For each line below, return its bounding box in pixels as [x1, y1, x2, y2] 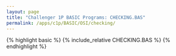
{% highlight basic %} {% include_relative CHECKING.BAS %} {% [6, 37, 171, 44]
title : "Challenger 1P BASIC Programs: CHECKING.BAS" [6, 14, 146, 20]
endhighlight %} [6, 43, 47, 50]
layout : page [6, 8, 40, 15]
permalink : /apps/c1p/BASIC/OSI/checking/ [6, 20, 116, 26]
